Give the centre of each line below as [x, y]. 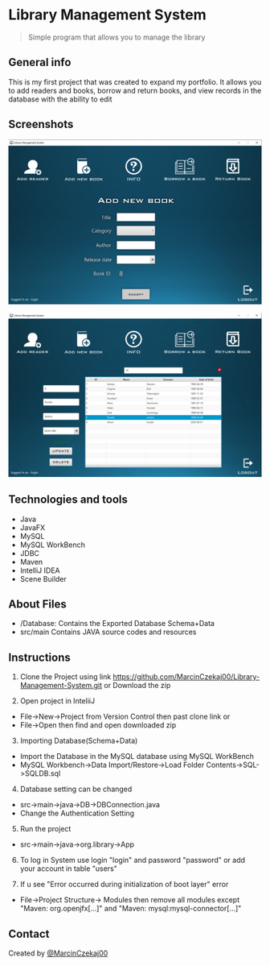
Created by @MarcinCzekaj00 [58, 953]
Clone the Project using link [65, 677]
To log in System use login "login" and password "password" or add [133, 860]
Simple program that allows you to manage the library [117, 37]
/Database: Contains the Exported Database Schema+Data [117, 624]
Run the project [45, 829]
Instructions [39, 657]
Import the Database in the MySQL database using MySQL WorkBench [137, 757]
